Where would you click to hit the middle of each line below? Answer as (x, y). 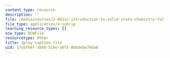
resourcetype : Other (27, 38)
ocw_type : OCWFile (25, 33)
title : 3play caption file (34, 43)
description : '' (22, 15)
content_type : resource (30, 10)
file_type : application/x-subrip (40, 24)
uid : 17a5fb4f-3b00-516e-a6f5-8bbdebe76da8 (52, 47)
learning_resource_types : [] (36, 29)
